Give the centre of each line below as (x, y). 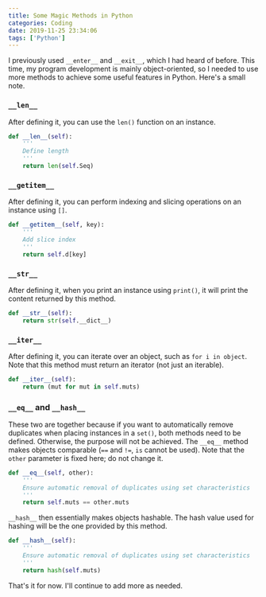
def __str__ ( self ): (40, 313)
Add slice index (50, 240)
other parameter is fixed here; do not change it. (86, 458)
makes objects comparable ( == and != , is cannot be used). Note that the (126, 450)
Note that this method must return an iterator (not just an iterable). (116, 365)
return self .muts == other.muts (76, 502)
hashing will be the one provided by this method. (88, 526)
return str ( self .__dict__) (67, 320)
